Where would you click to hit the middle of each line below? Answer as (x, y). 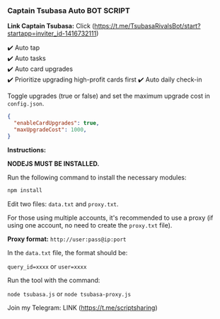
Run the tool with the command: (54, 280)
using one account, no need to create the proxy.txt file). (90, 225)
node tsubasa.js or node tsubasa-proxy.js (69, 293)
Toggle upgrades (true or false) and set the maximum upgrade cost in (109, 96)
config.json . (26, 103)
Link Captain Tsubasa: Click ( (51, 26)
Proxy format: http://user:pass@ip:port (67, 239)
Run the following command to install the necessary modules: (97, 177)
